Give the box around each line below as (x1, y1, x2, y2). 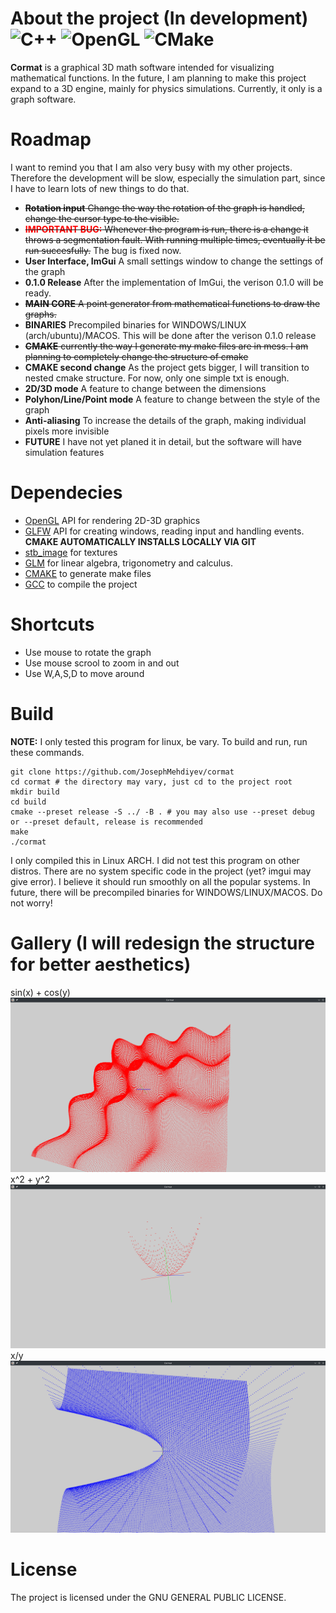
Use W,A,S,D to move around (24, 667, 145, 679)
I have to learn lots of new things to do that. (10, 182, 190, 194)
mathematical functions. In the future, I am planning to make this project (10, 72, 307, 84)
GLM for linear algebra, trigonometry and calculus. (24, 557, 233, 569)
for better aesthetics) (10, 953, 192, 976)
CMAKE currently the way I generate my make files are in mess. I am (24, 340, 309, 352)
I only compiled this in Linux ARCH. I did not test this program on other (10, 854, 300, 866)
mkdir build (10, 787, 60, 797)
